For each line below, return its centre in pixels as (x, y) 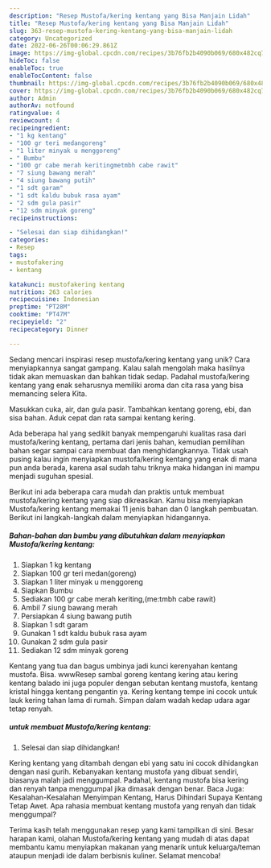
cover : (20, 91)
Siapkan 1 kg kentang (56, 564)
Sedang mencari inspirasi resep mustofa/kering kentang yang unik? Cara (130, 359)
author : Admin (33, 98)
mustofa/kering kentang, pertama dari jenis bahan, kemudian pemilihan (127, 442)
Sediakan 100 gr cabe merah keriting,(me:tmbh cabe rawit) (118, 599)
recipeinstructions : (44, 218)
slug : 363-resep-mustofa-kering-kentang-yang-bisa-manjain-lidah (121, 31)
